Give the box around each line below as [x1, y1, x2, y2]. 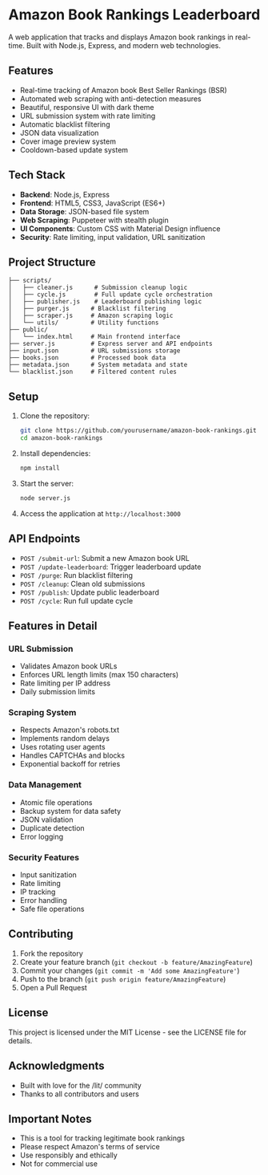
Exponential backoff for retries [19, 759, 121, 769]
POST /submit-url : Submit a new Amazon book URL [19, 553, 190, 563]
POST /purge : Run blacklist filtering [19, 570, 134, 579]
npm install [19, 464, 60, 472]
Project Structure [8, 255, 96, 269]
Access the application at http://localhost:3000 [19, 508, 182, 518]
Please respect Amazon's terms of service [19, 1142, 160, 1152]
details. [8, 1035, 33, 1045]
